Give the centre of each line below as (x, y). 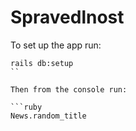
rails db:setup (42, 63)
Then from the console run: (69, 89)
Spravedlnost (67, 17)
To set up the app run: (56, 45)
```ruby (26, 107)
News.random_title (48, 116)
